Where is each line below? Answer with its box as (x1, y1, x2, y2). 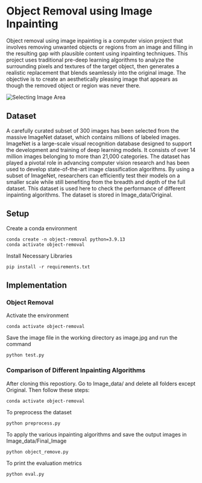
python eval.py (6, 471, 45, 477)
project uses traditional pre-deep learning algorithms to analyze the (6, 56, 174, 63)
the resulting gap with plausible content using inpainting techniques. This (6, 49, 188, 57)
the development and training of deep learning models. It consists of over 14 (6, 146, 196, 153)
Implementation (6, 280, 68, 290)
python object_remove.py (6, 449, 69, 455)
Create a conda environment (6, 224, 77, 232)
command (6, 341, 31, 348)
